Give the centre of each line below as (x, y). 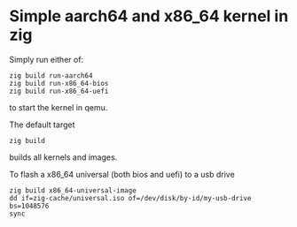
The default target (42, 125)
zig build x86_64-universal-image (73, 190)
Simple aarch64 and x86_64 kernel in (149, 16)
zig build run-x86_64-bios (59, 83)
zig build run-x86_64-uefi (59, 91)
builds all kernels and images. (63, 157)
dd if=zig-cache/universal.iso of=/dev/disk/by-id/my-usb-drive (130, 198)
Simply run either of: (47, 59)
